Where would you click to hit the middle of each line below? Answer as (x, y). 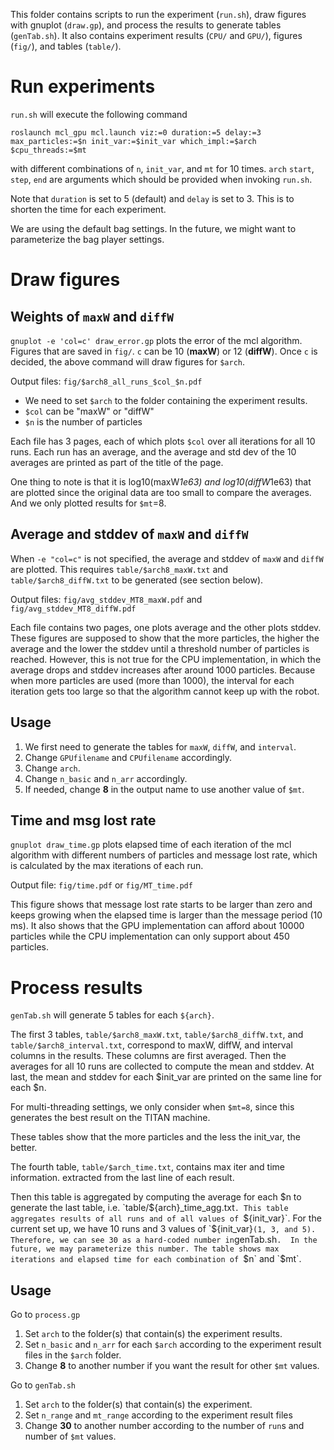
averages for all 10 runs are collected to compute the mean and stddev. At (162, 1066)
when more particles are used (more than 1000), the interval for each (152, 680)
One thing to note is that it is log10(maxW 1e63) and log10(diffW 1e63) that (161, 481)
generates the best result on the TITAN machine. (110, 1118)
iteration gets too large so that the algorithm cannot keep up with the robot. (165, 691)
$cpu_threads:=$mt (48, 150)
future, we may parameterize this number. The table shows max (145, 1249)
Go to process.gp (45, 1315)
